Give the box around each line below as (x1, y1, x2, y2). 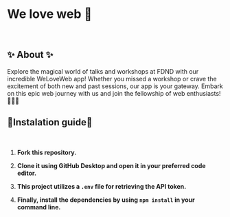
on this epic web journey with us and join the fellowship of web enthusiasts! (7, 89, 221, 97)
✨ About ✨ (7, 49, 54, 61)
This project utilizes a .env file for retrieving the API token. (16, 182, 187, 190)
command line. (16, 203, 61, 211)
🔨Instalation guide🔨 (7, 116, 93, 128)
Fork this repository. (16, 148, 77, 156)
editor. (16, 169, 36, 177)
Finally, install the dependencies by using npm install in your (16, 196, 196, 204)
